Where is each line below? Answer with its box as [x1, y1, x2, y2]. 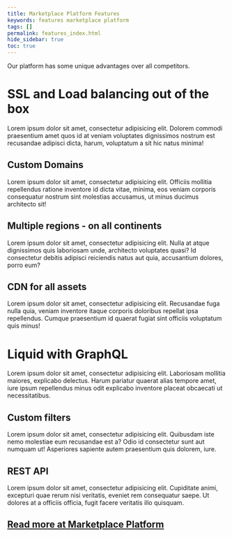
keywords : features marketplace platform [7, 17, 130, 24]
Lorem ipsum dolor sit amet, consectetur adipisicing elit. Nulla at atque [7, 239, 210, 247]
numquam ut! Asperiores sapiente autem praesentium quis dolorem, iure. [7, 445, 217, 453]
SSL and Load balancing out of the [7, 86, 210, 102]
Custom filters [7, 411, 71, 423]
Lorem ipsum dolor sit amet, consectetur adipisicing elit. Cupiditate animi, [7, 483, 218, 492]
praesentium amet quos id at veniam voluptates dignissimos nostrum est [7, 131, 215, 139]
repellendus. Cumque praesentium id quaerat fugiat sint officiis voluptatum [7, 315, 222, 323]
